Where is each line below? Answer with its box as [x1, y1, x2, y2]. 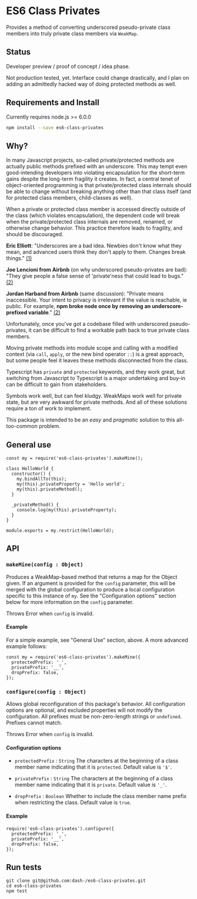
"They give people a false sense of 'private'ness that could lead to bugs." [6, 273, 184, 280]
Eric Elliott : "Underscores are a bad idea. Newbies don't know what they [6, 242, 182, 249]
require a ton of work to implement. [6, 405, 92, 412]
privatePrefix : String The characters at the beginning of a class [14, 775, 173, 782]
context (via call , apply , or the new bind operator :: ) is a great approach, [6, 351, 185, 358]
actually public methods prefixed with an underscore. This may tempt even [6, 163, 188, 170]
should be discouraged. [6, 231, 64, 238]
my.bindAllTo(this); [16, 476, 67, 482]
